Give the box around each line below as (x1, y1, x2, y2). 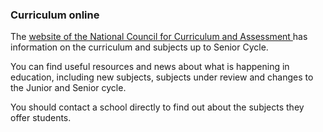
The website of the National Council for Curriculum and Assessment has (10, 31, 308, 43)
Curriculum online (10, 8, 100, 22)
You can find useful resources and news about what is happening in (10, 61, 290, 73)
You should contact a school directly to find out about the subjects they (10, 101, 305, 113)
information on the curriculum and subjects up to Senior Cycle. (10, 41, 269, 53)
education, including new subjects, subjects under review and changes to (10, 71, 314, 83)
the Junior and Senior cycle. (10, 82, 127, 94)
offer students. (10, 112, 72, 124)
